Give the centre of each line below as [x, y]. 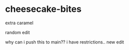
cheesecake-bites [43, 9]
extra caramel [19, 23]
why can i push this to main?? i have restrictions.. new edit [64, 42]
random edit [18, 32]
